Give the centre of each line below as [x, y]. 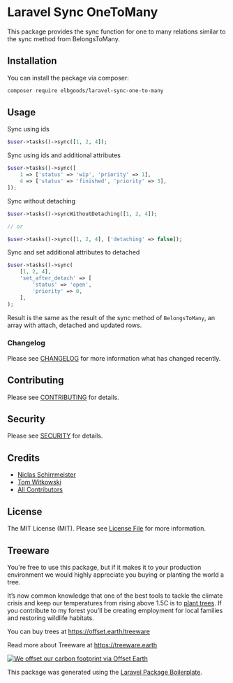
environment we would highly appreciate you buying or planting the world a [116, 575]
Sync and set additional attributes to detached [74, 252]
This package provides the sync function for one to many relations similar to [116, 31]
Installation [32, 61]
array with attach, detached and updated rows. [75, 325]
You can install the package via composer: [68, 78]
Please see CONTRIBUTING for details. [63, 397]
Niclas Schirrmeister [47, 475]
